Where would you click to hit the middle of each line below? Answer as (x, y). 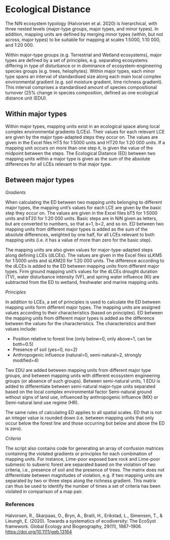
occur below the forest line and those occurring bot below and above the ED (85, 423)
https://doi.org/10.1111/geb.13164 (39, 531)
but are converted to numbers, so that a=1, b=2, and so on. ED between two (84, 224)
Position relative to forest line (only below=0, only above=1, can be (82, 338)
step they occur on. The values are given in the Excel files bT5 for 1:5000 (81, 213)
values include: (21, 329)
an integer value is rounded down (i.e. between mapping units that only (80, 418)
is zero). (14, 428)
